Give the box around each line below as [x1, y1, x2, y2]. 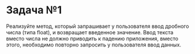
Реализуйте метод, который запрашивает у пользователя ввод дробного [6, 23, 189, 30]
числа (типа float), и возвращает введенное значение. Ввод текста [6, 28, 174, 35]
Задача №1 [6, 3, 62, 17]
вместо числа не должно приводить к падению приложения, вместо [6, 35, 179, 42]
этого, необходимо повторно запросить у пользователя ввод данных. [6, 41, 182, 48]
